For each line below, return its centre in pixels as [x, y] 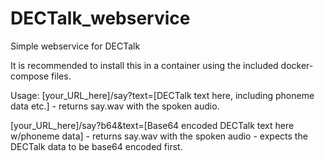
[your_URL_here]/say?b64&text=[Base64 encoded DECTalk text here [152, 125]
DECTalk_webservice [100, 18]
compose [30, 76]
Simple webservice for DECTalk [75, 46]
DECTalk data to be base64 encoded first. [96, 146]
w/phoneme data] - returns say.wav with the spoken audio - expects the [159, 136]
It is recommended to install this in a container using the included [144, 65]
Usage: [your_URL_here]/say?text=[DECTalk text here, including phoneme [162, 95]
